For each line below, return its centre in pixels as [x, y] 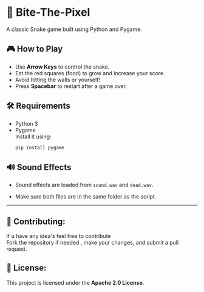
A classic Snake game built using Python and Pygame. [74, 29]
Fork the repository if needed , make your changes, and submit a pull [93, 243]
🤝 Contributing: [36, 221]
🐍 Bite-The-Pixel [48, 12]
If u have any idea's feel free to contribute [59, 236]
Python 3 [26, 123]
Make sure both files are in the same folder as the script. [86, 197]
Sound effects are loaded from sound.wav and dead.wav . [84, 185]
